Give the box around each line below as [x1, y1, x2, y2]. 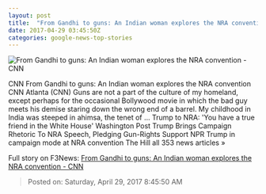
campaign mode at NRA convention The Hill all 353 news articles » [8, 138, 226, 147]
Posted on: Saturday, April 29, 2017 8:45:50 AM [27, 177, 183, 187]
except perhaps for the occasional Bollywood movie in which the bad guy [8, 96, 248, 105]
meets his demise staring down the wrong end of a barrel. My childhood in [8, 105, 252, 114]
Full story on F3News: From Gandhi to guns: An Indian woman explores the [8, 154, 252, 163]
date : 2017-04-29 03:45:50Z [8, 26, 101, 34]
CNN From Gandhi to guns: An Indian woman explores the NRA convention [8, 79, 252, 89]
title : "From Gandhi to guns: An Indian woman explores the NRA [8, 19, 228, 27]
